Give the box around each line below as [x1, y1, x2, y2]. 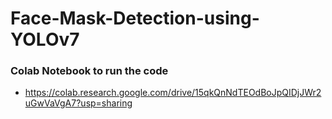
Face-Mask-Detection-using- [10, 7, 260, 30]
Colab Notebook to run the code [10, 64, 169, 78]
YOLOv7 [10, 28, 80, 51]
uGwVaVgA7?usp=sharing [24, 97, 133, 109]
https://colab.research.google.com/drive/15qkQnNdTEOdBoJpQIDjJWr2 [24, 87, 322, 99]
